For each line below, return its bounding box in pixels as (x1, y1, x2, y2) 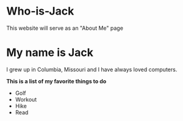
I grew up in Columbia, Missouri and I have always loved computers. (6, 66, 178, 73)
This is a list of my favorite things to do (6, 77, 107, 85)
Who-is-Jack (6, 4, 74, 18)
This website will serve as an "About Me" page (6, 24, 124, 32)
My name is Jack (6, 46, 93, 60)
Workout (15, 95, 37, 103)
